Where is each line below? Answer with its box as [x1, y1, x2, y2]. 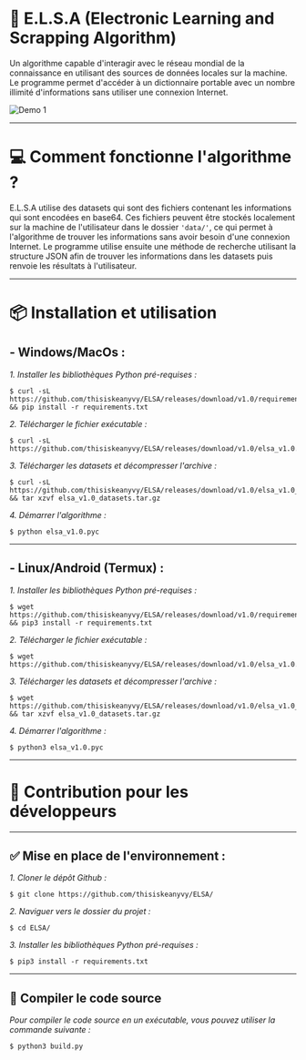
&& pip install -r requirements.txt [9, 403, 148, 412]
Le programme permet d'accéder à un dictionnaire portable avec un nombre [9, 76, 296, 87]
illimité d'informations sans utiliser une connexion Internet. [9, 87, 229, 97]
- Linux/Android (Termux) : [9, 560, 164, 576]
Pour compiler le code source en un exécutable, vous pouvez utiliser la [9, 1014, 276, 1025]
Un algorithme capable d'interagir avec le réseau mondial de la [9, 57, 245, 68]
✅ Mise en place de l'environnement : [9, 849, 226, 864]
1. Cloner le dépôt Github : [9, 872, 107, 883]
